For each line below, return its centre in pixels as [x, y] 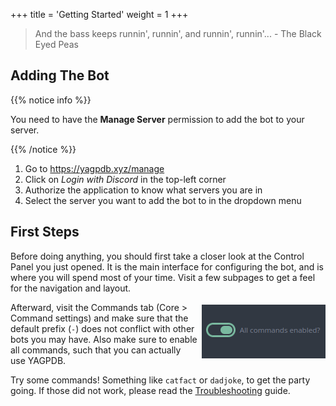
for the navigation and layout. [71, 288]
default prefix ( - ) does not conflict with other [102, 328]
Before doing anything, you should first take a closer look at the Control [157, 256]
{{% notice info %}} [51, 100]
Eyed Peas [56, 44]
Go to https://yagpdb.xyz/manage [94, 168]
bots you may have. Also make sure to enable [104, 339]
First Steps [45, 232]
